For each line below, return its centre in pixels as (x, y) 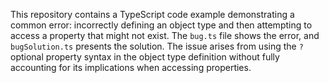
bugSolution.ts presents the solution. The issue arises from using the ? (157, 46)
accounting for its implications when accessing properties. (131, 67)
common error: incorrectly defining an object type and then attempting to (161, 25)
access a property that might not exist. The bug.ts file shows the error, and (165, 35)
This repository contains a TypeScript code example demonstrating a (152, 14)
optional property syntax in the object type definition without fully (145, 57)
